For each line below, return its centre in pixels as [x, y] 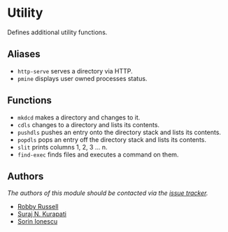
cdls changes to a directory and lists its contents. [88, 124]
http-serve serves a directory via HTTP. [75, 71]
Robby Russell [38, 207]
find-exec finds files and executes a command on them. [98, 154]
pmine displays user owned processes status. [82, 78]
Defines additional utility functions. [57, 32]
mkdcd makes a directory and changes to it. [79, 117]
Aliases [24, 54]
